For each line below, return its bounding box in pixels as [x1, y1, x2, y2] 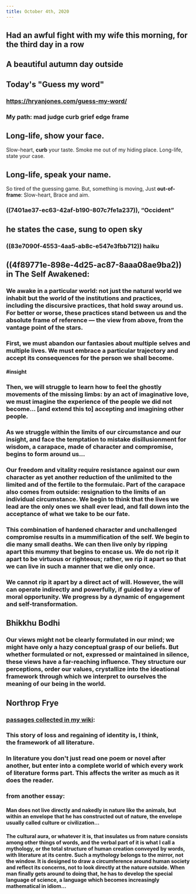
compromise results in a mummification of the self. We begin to [6, 533, 190, 541]
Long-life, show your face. [6, 131, 105, 141]
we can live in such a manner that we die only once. [6, 562, 156, 571]
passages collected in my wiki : [6, 716, 95, 724]
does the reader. [6, 776, 54, 784]
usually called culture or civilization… [6, 819, 100, 826]
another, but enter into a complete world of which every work [6, 761, 184, 770]
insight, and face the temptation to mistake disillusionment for [6, 436, 187, 444]
